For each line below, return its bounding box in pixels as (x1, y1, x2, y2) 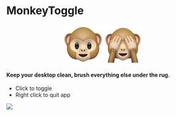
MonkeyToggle (6, 4, 84, 18)
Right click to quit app (15, 91, 71, 99)
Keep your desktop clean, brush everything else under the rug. (6, 71, 170, 79)
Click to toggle (15, 85, 52, 92)
